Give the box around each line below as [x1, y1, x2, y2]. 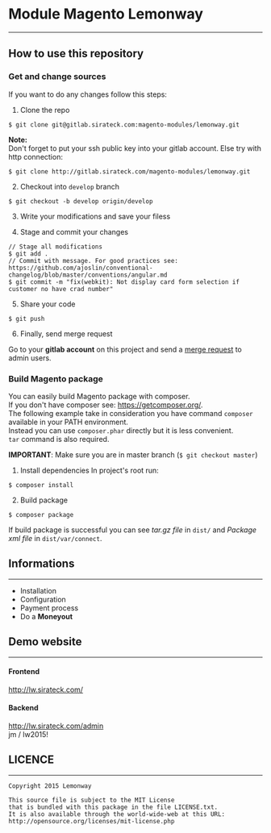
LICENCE [8, 753, 55, 767]
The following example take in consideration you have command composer [8, 408, 253, 418]
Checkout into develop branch [19, 181, 119, 191]
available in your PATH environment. [8, 417, 129, 427]
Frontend [8, 667, 40, 677]
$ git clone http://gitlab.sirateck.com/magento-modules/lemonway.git [8, 167, 251, 176]
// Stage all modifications [8, 243, 103, 251]
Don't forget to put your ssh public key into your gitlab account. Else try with [8, 143, 262, 153]
